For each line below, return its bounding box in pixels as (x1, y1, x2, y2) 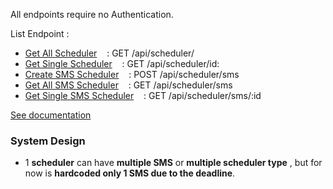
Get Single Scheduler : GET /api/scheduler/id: (24, 58, 220, 69)
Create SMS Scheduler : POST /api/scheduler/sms (24, 69, 240, 80)
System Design (10, 134, 86, 148)
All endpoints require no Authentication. (10, 9, 174, 20)
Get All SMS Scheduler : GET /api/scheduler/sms (24, 79, 233, 91)
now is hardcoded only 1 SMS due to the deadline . (24, 167, 236, 179)
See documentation (10, 109, 92, 121)
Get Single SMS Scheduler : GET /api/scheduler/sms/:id (24, 90, 262, 101)
